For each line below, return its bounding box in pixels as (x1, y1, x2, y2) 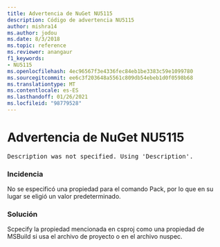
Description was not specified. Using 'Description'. (7, 152, 194, 160)
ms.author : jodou (7, 29, 57, 37)
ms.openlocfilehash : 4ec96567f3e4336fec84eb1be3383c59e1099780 (7, 68, 194, 75)
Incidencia (7, 169, 44, 179)
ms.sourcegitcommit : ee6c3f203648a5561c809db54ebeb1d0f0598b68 (7, 74, 194, 81)
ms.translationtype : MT (7, 81, 76, 88)
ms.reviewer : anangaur (7, 49, 73, 56)
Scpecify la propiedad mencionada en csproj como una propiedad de (7, 225, 205, 233)
